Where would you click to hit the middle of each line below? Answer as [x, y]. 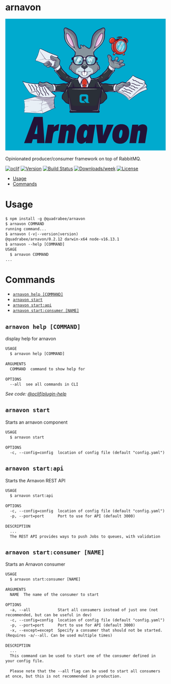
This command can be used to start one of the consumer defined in [83, 656]
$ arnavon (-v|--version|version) [42, 234]
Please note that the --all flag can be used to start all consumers [85, 671]
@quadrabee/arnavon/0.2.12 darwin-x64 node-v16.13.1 [62, 239]
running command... [26, 229]
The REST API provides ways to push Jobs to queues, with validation [85, 536]
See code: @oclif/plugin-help [36, 394]
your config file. [25, 661]
